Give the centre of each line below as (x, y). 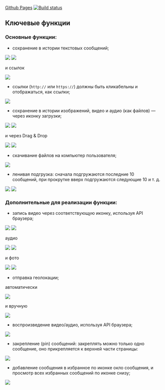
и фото (12, 258)
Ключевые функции (38, 23)
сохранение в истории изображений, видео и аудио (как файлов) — (84, 111)
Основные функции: (31, 37)
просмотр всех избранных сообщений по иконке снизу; (71, 373)
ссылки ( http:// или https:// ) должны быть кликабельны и (75, 86)
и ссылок (15, 68)
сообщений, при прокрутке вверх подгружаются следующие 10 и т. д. (86, 179)
